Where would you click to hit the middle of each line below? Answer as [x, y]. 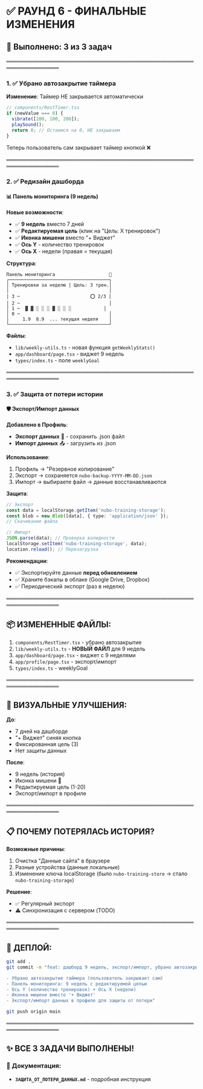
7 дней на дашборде [41, 732]
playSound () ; [28, 124]
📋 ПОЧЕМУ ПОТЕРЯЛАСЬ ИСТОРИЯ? [81, 831]
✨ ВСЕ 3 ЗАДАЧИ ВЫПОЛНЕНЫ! [70, 1049]
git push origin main [34, 1012]
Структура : [21, 263]
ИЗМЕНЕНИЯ [41, 25]
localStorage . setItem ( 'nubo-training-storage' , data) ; [77, 544]
